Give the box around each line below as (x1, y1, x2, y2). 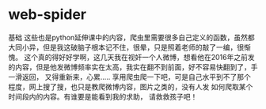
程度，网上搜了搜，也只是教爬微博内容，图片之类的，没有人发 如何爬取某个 (8, 81, 253, 92)
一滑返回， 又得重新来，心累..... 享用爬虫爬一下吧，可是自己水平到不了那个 (8, 72, 252, 81)
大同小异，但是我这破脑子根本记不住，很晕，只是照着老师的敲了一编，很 (8, 42, 244, 52)
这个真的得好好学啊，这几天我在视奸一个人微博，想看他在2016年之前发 (23, 52, 255, 62)
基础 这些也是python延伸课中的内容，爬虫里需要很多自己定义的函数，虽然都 (8, 32, 255, 42)
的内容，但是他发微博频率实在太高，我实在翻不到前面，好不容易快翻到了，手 (8, 62, 258, 72)
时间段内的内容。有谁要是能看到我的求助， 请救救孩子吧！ (8, 92, 198, 101)
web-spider (8, 6, 87, 24)
